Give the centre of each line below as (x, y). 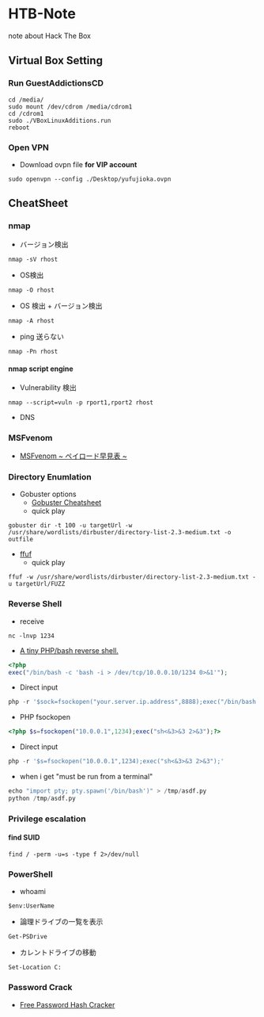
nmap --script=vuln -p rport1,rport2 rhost (81, 402)
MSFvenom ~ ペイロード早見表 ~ (74, 456)
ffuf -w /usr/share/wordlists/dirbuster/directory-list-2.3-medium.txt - (132, 577)
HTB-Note (42, 14)
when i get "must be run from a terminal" (86, 777)
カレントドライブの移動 (58, 953)
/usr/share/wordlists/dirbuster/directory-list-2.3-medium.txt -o (120, 533)
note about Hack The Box (50, 36)
